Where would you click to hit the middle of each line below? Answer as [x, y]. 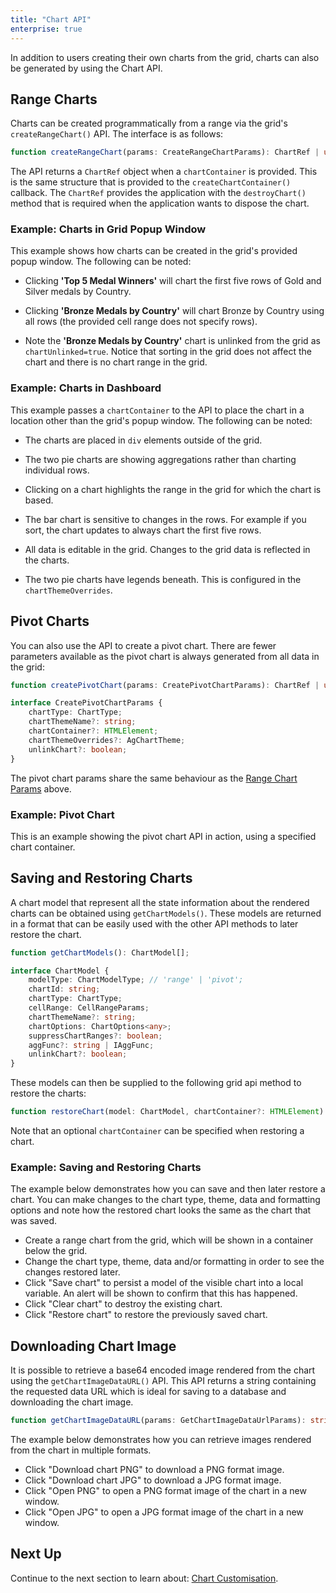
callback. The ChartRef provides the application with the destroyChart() [158, 193]
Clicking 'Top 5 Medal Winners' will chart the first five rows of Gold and [173, 281]
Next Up [36, 1554]
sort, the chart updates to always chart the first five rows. [143, 530]
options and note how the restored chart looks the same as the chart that [161, 1210]
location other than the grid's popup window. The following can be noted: [161, 420]
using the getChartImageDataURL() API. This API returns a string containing [163, 1381]
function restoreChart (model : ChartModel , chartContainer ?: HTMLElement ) [167, 1112]
